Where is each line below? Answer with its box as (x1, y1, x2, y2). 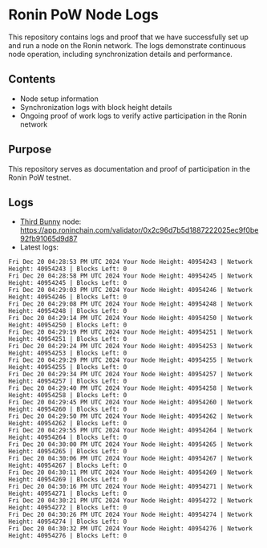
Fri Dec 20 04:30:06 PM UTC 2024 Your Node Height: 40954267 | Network (8, 455, 253, 463)
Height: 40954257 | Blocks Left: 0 (8, 377, 127, 386)
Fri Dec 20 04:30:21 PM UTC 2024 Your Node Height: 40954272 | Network (8, 497, 253, 505)
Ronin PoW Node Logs (8, 6, 159, 24)
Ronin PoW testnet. (8, 173, 71, 182)
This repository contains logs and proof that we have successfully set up (8, 32, 249, 42)
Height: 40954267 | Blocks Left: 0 (8, 461, 127, 470)
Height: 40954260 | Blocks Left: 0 (8, 405, 127, 414)
